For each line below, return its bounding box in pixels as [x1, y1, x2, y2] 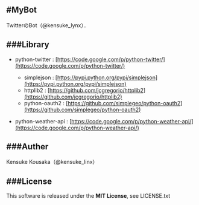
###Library [6, 39, 49, 50]
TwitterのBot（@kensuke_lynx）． [6, 21, 89, 29]
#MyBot [6, 5, 37, 15]
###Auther [6, 142, 49, 152]
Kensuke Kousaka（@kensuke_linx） [6, 158, 98, 166]
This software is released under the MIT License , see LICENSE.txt [6, 192, 171, 200]
